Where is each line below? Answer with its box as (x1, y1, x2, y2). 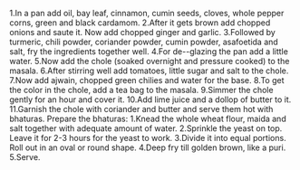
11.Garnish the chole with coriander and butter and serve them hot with (9, 104, 274, 114)
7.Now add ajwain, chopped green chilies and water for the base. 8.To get (9, 75, 285, 85)
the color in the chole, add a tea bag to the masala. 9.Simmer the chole (9, 85, 274, 95)
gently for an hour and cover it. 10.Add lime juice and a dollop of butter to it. (9, 94, 292, 105)
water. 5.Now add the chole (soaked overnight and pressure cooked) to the (9, 56, 290, 66)
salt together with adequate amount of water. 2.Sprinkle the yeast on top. (9, 123, 283, 134)
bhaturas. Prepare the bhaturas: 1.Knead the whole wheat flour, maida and (9, 113, 287, 124)
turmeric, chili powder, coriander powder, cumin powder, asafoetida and (9, 36, 278, 47)
